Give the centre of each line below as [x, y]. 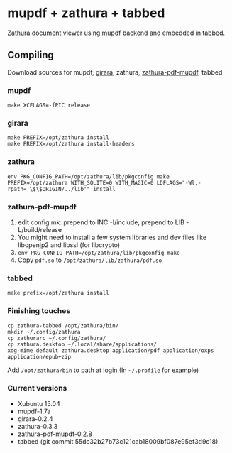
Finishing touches [39, 311]
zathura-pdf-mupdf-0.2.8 [55, 434]
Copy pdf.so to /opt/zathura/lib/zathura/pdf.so [90, 260]
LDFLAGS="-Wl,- [179, 182]
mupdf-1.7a [34, 411]
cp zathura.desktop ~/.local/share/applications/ [82, 344]
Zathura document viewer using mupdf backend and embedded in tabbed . [116, 33]
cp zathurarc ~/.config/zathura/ [57, 338]
